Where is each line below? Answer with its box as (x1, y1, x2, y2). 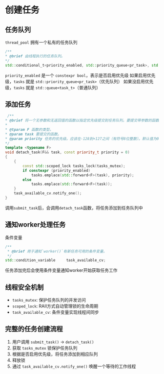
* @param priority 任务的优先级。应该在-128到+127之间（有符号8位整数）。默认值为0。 (5, 136, 163, 141)
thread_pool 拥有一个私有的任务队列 (5, 40, 78, 45)
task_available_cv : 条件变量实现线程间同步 (12, 309, 99, 315)
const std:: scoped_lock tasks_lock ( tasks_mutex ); (22, 164, 125, 168)
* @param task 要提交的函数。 (5, 132, 61, 137)
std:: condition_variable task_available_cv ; (5, 258, 106, 263)
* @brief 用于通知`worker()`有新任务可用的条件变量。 (7, 249, 107, 254)
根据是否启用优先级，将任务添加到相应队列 (12, 351, 98, 357)
